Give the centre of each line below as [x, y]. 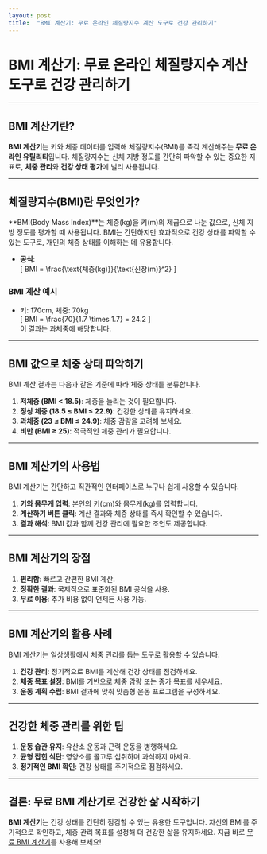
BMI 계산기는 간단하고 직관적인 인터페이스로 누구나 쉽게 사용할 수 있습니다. [124, 487]
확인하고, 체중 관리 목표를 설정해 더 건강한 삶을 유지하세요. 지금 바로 [140, 833]
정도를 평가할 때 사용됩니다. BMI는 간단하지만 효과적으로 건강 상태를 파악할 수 [136, 232]
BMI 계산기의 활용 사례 [60, 634]
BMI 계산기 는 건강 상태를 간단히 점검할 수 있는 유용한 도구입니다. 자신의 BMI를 [129, 822]
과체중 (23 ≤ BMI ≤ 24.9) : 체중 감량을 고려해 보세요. [101, 421]
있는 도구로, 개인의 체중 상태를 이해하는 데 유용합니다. [91, 243]
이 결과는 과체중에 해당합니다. [66, 329]
